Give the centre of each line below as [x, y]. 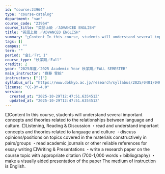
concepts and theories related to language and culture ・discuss [70, 132]
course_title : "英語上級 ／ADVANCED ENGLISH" [51, 28]
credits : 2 [16, 64]
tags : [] [14, 42]
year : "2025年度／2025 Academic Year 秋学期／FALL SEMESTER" [66, 69]
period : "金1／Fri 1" [27, 55]
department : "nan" [24, 19]
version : [14, 92]
